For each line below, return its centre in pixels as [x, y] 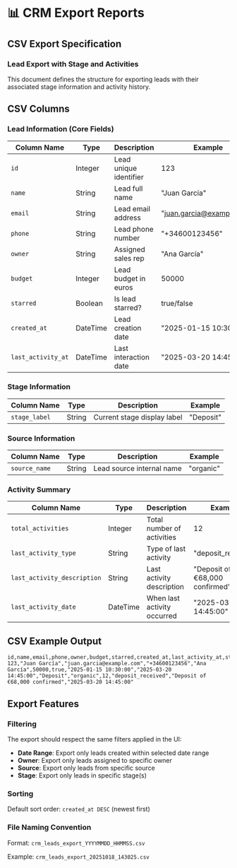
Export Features [43, 704]
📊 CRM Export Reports [76, 13]
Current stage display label [138, 417]
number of [164, 528]
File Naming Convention [49, 828]
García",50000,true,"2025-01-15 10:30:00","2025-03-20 [90, 670]
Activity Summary [39, 489]
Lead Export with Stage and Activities [73, 64]
